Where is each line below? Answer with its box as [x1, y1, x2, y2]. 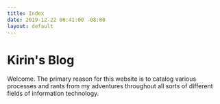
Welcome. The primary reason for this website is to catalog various [7, 75, 197, 83]
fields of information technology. [7, 90, 99, 98]
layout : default [7, 23, 53, 29]
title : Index [7, 10, 45, 17]
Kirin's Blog [7, 52, 75, 68]
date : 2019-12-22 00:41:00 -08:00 [7, 16, 106, 23]
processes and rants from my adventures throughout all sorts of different [7, 82, 214, 90]
